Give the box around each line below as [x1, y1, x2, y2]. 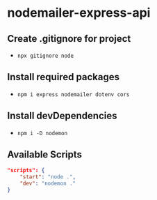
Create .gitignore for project [7, 33, 131, 45]
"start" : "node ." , [19, 174, 76, 180]
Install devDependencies [7, 110, 117, 122]
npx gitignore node [17, 52, 74, 59]
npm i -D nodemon [17, 130, 68, 137]
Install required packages [7, 71, 120, 83]
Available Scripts [7, 148, 82, 161]
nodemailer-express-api [7, 5, 151, 21]
